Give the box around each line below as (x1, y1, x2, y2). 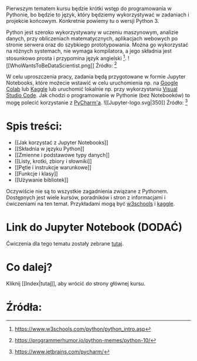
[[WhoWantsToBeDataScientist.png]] (6, 62, 95, 69)
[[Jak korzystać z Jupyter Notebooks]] (14, 139, 108, 146)
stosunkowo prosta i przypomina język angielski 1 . (6, 54, 127, 62)
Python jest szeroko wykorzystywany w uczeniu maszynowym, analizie (6, 29, 179, 36)
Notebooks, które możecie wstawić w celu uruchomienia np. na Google (6, 79, 178, 87)
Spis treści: (6, 120, 63, 133)
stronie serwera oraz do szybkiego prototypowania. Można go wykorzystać (6, 41, 189, 48)
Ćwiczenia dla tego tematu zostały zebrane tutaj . (6, 240, 124, 247)
